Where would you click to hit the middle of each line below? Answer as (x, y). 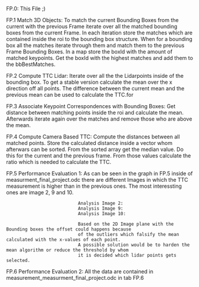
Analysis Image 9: (101, 209)
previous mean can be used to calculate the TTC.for (70, 95)
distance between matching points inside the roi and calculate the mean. (95, 113)
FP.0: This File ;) (26, 9)
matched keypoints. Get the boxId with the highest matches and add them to (99, 58)
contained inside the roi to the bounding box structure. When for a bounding (99, 39)
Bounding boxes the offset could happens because (69, 229)
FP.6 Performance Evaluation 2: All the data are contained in (80, 272)
